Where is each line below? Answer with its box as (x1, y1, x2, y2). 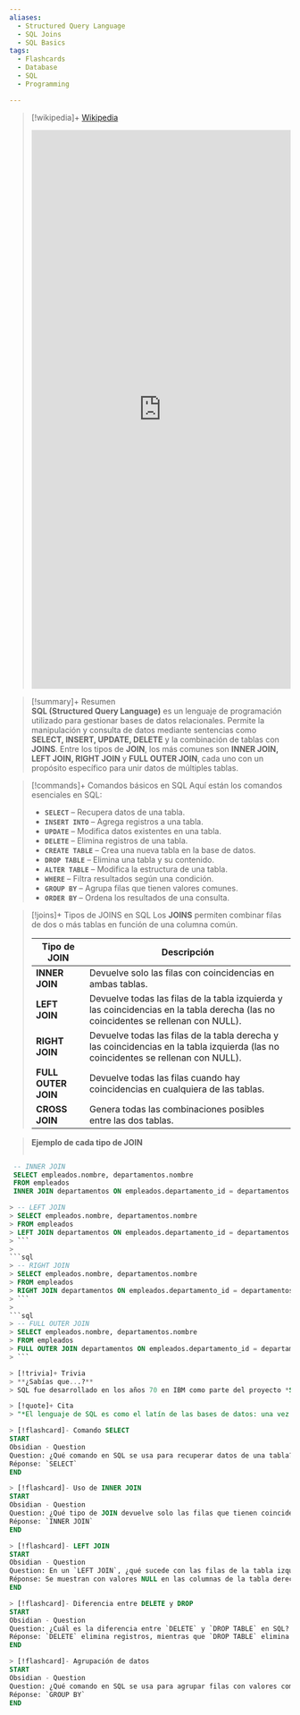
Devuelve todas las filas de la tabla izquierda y (88, 992, 283, 1004)
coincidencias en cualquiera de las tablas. (88, 1083, 265, 1095)
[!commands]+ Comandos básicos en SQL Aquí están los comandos (30, 780, 283, 790)
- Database (17, 63, 58, 72)
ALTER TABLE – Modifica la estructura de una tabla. (44, 864, 228, 874)
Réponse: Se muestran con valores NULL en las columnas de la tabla (9, 1575, 270, 1584)
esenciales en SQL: (30, 789, 103, 800)
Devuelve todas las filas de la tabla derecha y (88, 1029, 279, 1042)
